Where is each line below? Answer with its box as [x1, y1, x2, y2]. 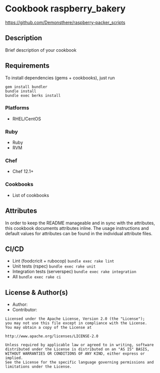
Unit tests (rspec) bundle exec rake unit [12, 263, 96, 269]
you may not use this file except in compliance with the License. [5, 321, 148, 326]
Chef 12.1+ [12, 169, 34, 175]
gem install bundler [5, 84, 48, 90]
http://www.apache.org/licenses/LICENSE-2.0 [5, 334, 99, 339]
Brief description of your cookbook [5, 47, 77, 53]
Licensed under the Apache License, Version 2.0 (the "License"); [5, 316, 145, 321]
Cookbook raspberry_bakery [5, 3, 126, 14]
